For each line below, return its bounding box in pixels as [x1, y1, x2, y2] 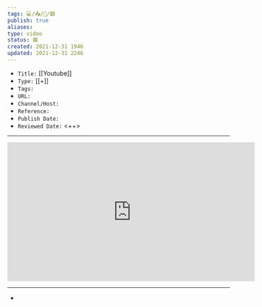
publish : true [7, 17, 49, 24]
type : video [7, 30, 42, 37]
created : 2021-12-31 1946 [7, 43, 83, 50]
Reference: [17, 107, 50, 115]
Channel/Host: [17, 100, 59, 107]
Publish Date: [17, 115, 59, 122]
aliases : [7, 23, 33, 30]
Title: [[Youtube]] [17, 68, 72, 78]
